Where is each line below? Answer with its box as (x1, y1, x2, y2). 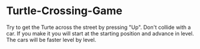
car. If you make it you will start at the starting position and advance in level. (6, 30, 194, 37)
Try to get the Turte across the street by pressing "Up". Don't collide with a (6, 24, 191, 31)
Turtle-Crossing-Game (6, 4, 123, 18)
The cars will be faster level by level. (6, 36, 97, 43)
